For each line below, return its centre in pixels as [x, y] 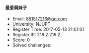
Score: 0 [21, 40]
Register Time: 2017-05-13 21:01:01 [48, 29]
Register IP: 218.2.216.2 [36, 35]
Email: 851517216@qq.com [40, 19]
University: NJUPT [31, 24]
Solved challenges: [32, 45]
